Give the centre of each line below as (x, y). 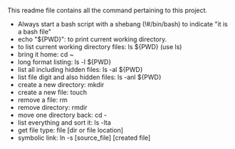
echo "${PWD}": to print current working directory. (92, 39)
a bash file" (35, 32)
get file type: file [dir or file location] (70, 130)
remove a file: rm (42, 100)
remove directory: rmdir (52, 107)
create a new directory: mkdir (61, 84)
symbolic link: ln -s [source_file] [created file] (84, 138)
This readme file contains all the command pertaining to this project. (108, 10)
